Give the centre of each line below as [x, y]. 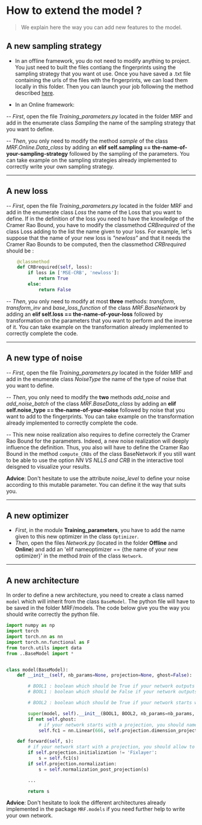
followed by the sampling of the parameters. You [129, 153]
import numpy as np [31, 626]
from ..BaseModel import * [40, 653]
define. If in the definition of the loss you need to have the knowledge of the [100, 219]
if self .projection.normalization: [72, 764]
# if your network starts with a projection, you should [111, 725]
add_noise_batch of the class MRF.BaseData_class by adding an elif [91, 403]
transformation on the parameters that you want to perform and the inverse [99, 320]
